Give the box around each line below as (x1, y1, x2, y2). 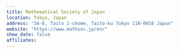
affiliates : (6, 37, 37, 43)
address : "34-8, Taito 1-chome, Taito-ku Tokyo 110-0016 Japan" (6, 20, 174, 26)
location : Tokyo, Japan (6, 15, 67, 21)
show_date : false (6, 32, 51, 38)
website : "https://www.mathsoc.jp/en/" (6, 26, 108, 32)
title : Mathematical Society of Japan (6, 9, 105, 15)
